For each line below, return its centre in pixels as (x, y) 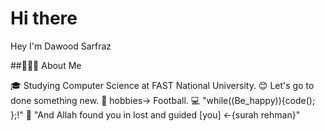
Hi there (44, 18)
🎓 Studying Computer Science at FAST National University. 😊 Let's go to (162, 85)
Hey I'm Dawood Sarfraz (61, 46)
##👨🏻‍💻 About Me (46, 65)
